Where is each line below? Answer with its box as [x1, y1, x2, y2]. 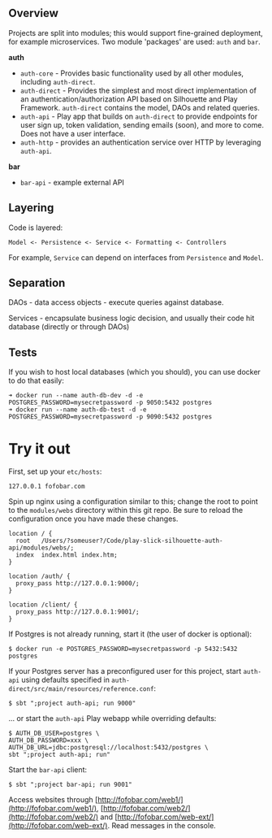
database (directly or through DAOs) [8, 322, 130, 332]
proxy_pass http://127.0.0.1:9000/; [15, 580, 140, 588]
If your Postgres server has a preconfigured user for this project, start [8, 666, 242, 676]
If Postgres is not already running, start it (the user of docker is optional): [8, 629, 253, 639]
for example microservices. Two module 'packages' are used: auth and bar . [8, 37, 261, 46]
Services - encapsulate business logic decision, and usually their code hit [8, 313, 255, 323]
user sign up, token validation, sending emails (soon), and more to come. [19, 119, 264, 129]
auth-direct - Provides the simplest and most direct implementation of [19, 85, 257, 95]
